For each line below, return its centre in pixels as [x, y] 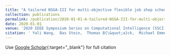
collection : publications [32, 14]
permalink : [17, 19]
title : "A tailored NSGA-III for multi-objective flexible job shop [79, 10]
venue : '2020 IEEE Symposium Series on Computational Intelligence [78, 28]
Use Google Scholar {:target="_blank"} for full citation [61, 47]
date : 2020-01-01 [24, 24]
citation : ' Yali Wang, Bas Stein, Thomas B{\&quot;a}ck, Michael [80, 33]
